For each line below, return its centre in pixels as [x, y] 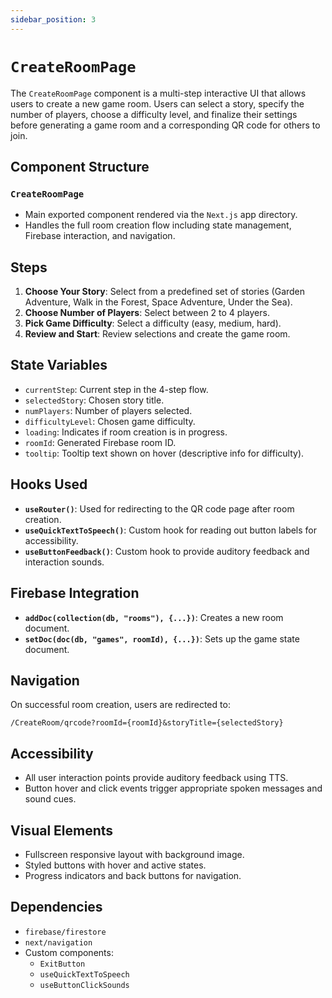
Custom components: [69, 952]
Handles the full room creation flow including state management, [158, 225]
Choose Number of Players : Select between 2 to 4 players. [147, 313]
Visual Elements [62, 830]
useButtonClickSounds [84, 985]
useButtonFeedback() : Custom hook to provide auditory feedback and [167, 551]
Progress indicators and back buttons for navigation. [133, 875]
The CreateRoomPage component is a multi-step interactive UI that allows [158, 93]
